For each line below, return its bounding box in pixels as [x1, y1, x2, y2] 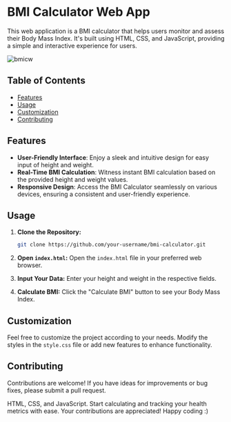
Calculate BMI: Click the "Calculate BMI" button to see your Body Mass [17, 288, 221, 296]
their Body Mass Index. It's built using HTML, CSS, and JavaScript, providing [7, 34, 225, 42]
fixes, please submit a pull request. [7, 386, 107, 394]
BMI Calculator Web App [7, 4, 150, 20]
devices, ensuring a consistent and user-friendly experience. [17, 190, 191, 198]
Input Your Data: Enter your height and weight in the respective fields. [17, 275, 217, 283]
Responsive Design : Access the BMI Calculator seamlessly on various [17, 182, 217, 191]
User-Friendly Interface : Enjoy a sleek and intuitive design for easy [17, 153, 209, 162]
